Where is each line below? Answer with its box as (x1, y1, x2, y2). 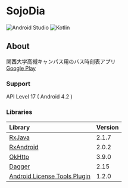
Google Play (6, 64, 36, 72)
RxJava (9, 133, 30, 141)
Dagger (9, 162, 30, 171)
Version (96, 124, 119, 132)
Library (9, 124, 30, 132)
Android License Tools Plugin (9, 172, 91, 180)
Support (6, 79, 31, 88)
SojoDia (6, 4, 46, 18)
